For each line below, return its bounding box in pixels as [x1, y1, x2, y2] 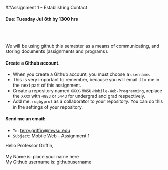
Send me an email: [5, 116, 46, 122]
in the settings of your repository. [12, 104, 83, 110]
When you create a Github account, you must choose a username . [12, 71, 150, 77]
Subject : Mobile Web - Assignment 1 [12, 133, 90, 139]
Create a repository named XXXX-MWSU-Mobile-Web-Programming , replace [12, 88, 162, 94]
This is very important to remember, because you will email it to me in [12, 77, 160, 83]
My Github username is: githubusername [5, 159, 92, 165]
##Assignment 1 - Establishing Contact [5, 5, 88, 10]
